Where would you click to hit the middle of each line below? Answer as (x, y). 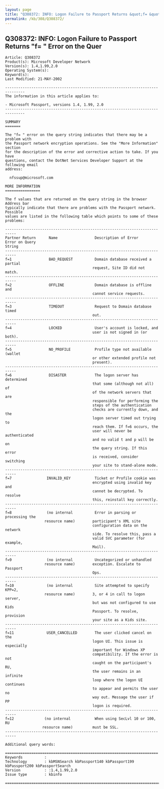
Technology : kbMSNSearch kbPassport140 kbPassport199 (70, 762)
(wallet (13, 354)
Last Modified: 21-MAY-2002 (34, 79)
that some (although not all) (123, 384)
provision (15, 616)
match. (12, 272)
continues (15, 684)
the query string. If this (120, 448)
